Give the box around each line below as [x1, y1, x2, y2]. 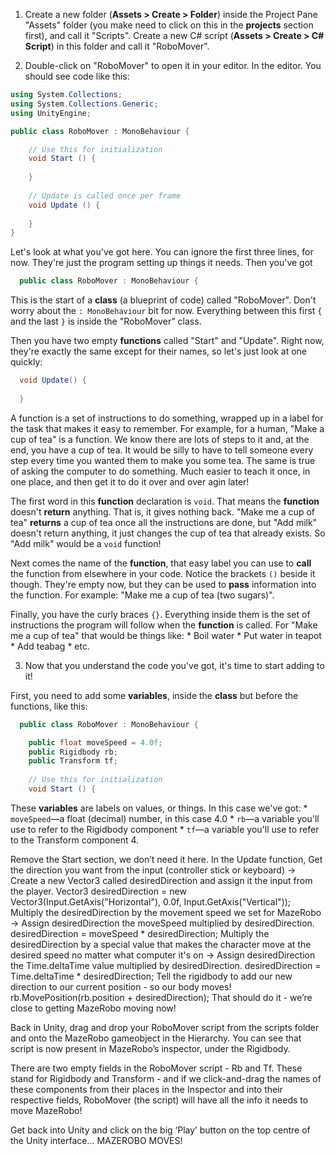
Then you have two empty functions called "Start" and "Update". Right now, [10, 335, 325, 347]
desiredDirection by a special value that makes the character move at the [10, 938, 312, 950]
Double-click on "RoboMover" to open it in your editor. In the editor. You [24, 60, 322, 71]
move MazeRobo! [10, 1104, 83, 1116]
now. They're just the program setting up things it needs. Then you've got [10, 257, 313, 269]
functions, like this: [10, 700, 88, 712]
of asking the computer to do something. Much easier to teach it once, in [10, 465, 311, 477]
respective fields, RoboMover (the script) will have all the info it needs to [10, 1094, 309, 1106]
